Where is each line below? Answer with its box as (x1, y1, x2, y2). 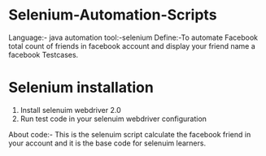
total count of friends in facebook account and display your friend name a (8, 41, 256, 50)
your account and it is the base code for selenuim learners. (8, 138, 206, 148)
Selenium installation (8, 79, 155, 97)
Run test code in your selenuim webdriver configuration (20, 114, 207, 123)
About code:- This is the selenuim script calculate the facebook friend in (8, 129, 251, 139)
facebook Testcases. (8, 50, 79, 59)
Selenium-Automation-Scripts (8, 6, 217, 24)
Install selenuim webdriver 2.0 (20, 105, 122, 115)
